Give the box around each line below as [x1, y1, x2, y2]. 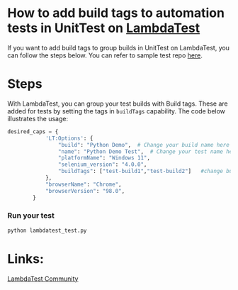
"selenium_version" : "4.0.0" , [57, 161, 147, 168]
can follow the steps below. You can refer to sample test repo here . [7, 51, 203, 60]
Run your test [7, 211, 55, 221]
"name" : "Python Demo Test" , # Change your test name [57, 147, 223, 155]
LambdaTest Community [7, 274, 79, 283]
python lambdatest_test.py [7, 227, 87, 234]
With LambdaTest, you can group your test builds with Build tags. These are [7, 99, 228, 108]
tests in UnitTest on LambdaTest [7, 20, 200, 36]
